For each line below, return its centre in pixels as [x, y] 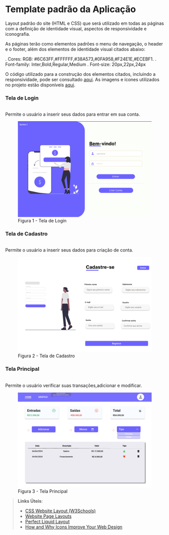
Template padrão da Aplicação [71, 9]
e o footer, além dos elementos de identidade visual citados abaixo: [75, 49]
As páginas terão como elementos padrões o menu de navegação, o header [84, 43]
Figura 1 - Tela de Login [42, 220]
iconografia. [18, 34]
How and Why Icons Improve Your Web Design [74, 527]
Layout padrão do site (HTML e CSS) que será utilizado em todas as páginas [84, 23]
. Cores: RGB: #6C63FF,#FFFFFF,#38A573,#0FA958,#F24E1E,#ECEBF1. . [81, 59]
